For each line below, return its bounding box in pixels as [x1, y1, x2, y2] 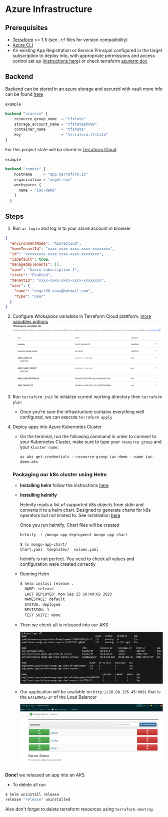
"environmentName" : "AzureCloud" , [9, 241, 81, 246]
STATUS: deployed [24, 602, 61, 607]
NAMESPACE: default [24, 597, 65, 602]
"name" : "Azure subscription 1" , [9, 267, 79, 272]
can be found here [5, 91, 43, 97]
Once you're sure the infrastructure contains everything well [19, 408, 144, 415]
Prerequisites [5, 24, 48, 32]
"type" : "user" [14, 294, 46, 299]
